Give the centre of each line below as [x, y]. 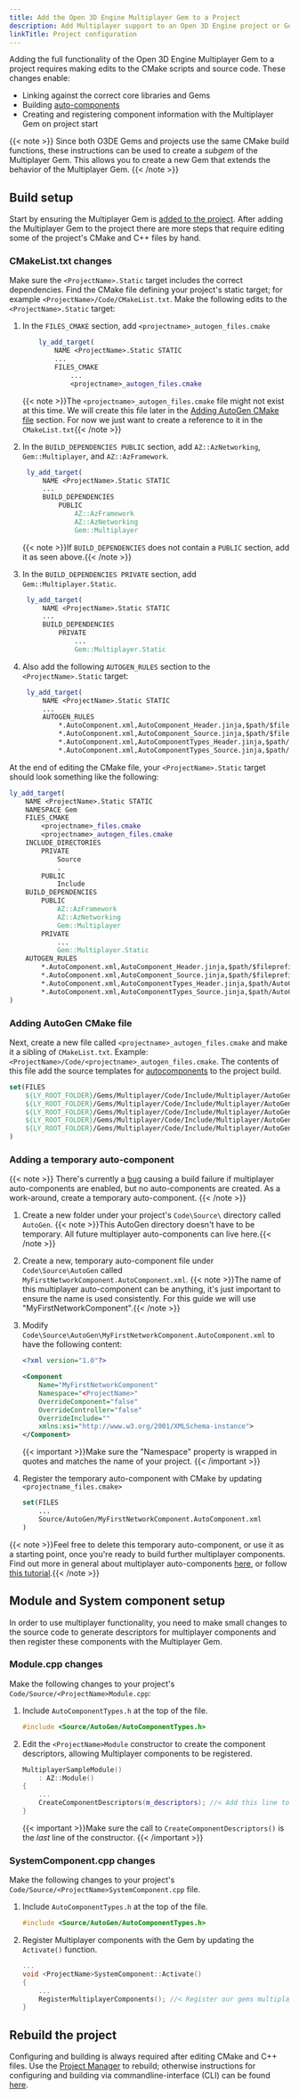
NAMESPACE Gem [51, 810]
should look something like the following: [84, 777]
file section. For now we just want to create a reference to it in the [142, 420]
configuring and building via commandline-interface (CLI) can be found [140, 2076]
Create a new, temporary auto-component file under [118, 1261]
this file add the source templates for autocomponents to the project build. [145, 1071]
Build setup [41, 197]
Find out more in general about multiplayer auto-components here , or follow [148, 1563]
